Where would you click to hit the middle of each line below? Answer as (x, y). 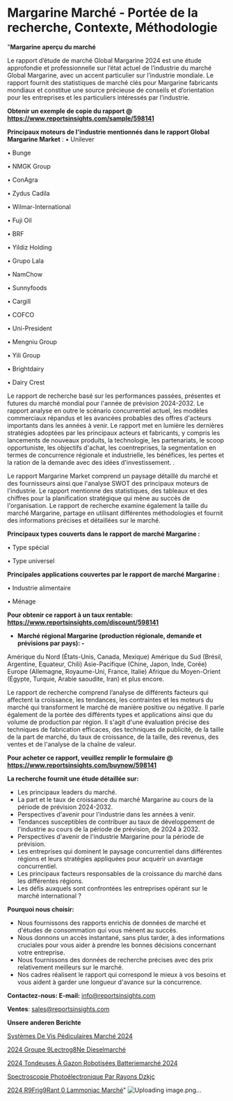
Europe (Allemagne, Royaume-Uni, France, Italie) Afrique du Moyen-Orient (114, 671)
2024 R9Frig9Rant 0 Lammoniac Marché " (67, 1090)
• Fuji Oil (20, 220)
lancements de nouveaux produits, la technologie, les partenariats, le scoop (116, 440)
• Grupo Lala (25, 261)
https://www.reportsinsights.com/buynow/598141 (82, 765)
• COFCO (21, 314)
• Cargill (19, 301)
